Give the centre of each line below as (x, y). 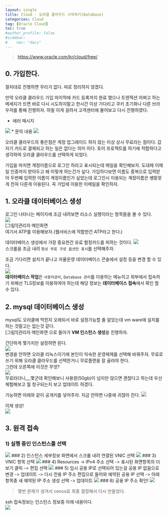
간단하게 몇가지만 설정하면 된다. (36, 343)
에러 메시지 (23, 120)
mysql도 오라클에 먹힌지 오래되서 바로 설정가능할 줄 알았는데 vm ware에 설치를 (82, 320)
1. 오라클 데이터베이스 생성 (43, 201)
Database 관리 (77, 277)
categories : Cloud (24, 19)
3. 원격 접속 (22, 428)
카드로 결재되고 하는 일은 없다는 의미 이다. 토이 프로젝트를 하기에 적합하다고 (88, 148)
